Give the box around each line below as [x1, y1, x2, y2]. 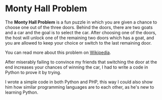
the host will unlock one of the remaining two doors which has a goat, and [5, 35, 154, 41]
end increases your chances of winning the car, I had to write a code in [5, 64, 148, 70]
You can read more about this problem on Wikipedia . [5, 50, 111, 55]
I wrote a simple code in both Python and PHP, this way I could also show [5, 79, 153, 85]
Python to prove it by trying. [5, 69, 61, 75]
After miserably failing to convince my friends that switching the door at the [5, 59, 158, 65]
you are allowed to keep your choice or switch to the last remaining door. [5, 40, 152, 46]
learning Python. [5, 89, 39, 95]
